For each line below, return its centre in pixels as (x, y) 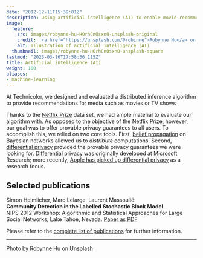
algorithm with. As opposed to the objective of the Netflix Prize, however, (97, 121)
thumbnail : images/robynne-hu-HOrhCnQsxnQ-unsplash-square (88, 51)
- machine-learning (31, 79)
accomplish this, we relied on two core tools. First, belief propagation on (96, 134)
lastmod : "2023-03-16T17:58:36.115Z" (54, 57)
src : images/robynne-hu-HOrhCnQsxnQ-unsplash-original (88, 35)
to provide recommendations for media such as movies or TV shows (91, 103)
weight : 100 (21, 68)
